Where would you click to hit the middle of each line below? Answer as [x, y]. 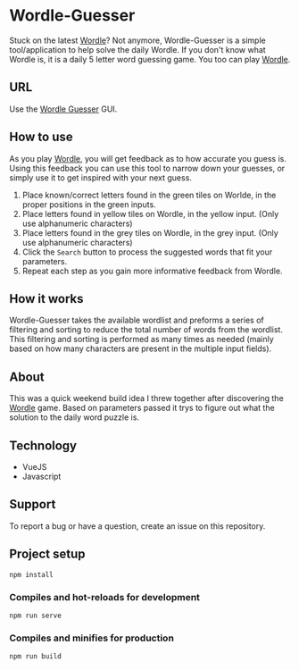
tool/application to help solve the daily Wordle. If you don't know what [137, 49]
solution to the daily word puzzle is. [75, 417]
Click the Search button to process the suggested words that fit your [147, 252]
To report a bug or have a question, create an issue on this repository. [137, 526]
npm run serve [36, 616]
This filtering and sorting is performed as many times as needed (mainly [141, 339]
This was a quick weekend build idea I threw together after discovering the [146, 398]
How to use [41, 137]
